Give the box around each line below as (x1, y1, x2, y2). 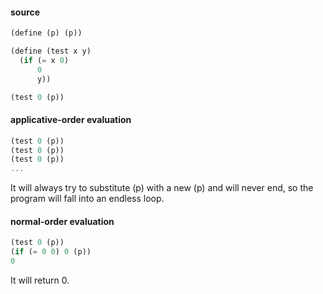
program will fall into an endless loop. (10, 193, 165, 205)
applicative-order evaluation (10, 114, 132, 126)
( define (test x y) (10, 46, 92, 57)
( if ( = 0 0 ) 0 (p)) (10, 247, 92, 257)
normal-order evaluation (10, 215, 115, 227)
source (10, 6, 41, 18)
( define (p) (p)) (10, 28, 83, 38)
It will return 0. (10, 274, 70, 286)
